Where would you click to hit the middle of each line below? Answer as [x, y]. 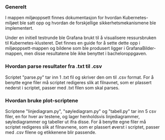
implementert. [19, 28]
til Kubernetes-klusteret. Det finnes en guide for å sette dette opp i [73, 43]
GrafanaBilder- [141, 48]
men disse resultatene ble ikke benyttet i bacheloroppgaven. [85, 53]
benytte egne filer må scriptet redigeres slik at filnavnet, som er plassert [78, 82]
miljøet [12, 23]
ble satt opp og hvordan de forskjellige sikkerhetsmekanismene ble [88, 23]
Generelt [16, 7]
